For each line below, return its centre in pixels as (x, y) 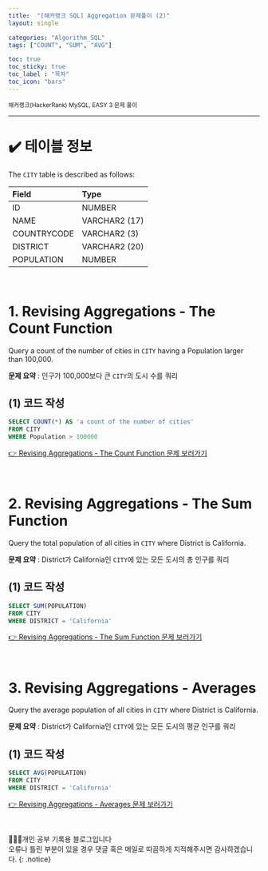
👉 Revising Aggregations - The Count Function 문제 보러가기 (108, 453)
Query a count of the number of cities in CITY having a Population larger (126, 350)
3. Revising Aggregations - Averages (132, 688)
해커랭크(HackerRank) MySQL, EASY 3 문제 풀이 (73, 105)
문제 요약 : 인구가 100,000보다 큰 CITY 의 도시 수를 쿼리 (93, 376)
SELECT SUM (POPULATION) (48, 606)
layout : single (33, 23)
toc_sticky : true (37, 67)
